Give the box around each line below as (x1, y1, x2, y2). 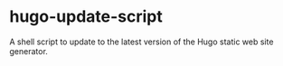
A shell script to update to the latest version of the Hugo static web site (9, 36, 274, 47)
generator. (9, 45, 48, 56)
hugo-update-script (9, 6, 163, 27)
